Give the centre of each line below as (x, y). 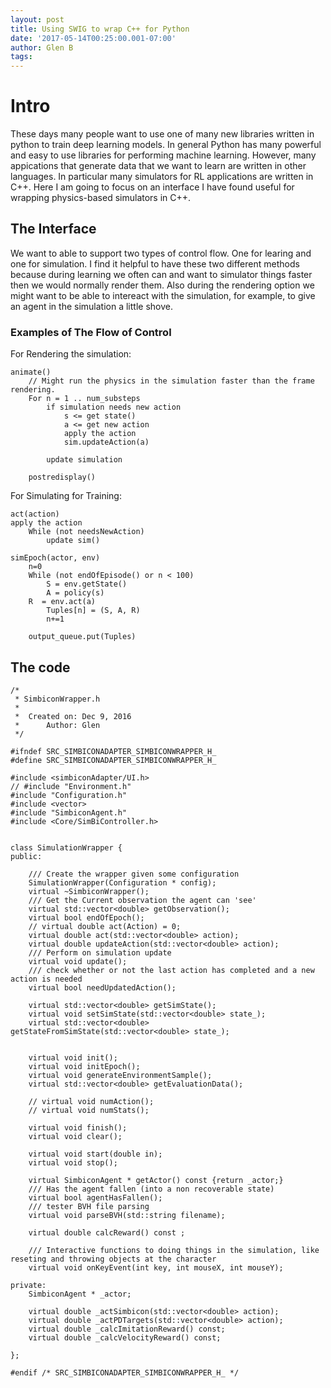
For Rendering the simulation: (71, 354)
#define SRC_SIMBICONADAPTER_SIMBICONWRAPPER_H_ (113, 760)
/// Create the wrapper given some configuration (134, 874)
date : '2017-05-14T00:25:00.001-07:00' (93, 38)
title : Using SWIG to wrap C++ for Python (100, 29)
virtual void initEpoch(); (84, 1066)
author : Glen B (42, 47)
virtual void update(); (78, 961)
